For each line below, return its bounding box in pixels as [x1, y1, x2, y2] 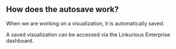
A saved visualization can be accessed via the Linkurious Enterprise [6, 31, 171, 38]
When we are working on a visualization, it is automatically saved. [6, 20, 165, 27]
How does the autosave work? [6, 5, 119, 14]
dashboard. [6, 37, 34, 44]
